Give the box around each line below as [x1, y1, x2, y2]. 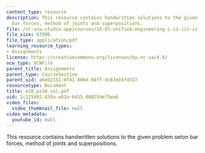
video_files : [6, 99, 40, 105]
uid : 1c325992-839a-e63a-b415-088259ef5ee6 [6, 94, 119, 100]
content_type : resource [6, 9, 67, 15]
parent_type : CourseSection [6, 71, 78, 77]
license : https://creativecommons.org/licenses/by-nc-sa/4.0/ [6, 54, 168, 60]
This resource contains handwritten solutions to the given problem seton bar [6, 133, 199, 141]
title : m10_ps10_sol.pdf [6, 88, 70, 94]
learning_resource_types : [6, 43, 72, 49]
